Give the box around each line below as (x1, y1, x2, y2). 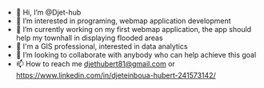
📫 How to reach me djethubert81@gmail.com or (15, 59, 176, 68)
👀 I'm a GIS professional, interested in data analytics (15, 42, 188, 51)
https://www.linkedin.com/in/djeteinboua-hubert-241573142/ (15, 70, 216, 80)
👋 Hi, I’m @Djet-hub (15, 8, 82, 17)
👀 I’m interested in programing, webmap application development (15, 16, 231, 26)
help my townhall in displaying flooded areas (15, 33, 163, 42)
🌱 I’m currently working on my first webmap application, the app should (15, 25, 252, 34)
